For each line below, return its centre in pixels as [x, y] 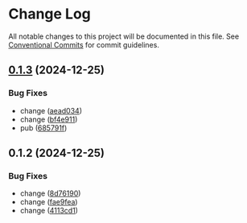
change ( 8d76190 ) [50, 193]
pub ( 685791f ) [43, 128]
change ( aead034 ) [51, 110]
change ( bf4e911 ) [49, 119]
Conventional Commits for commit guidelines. [84, 44]
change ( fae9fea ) [49, 202]
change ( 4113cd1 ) [49, 211]
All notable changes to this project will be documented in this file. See [124, 36]
